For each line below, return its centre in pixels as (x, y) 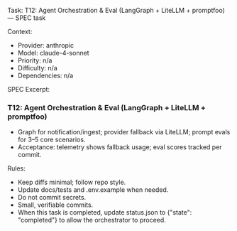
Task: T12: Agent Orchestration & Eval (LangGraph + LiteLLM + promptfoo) (116, 10)
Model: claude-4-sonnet (54, 53)
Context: (20, 32)
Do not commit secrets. (52, 198)
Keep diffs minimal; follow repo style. (72, 182)
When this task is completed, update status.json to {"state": (105, 213)
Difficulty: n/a (38, 68)
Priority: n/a (35, 60)
